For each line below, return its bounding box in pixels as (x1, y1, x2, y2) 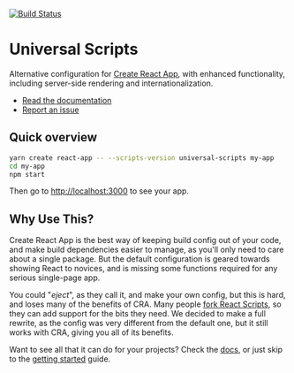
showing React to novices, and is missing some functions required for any (9, 263, 278, 274)
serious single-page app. (9, 272, 101, 283)
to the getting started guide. (9, 354, 111, 364)
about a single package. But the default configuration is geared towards (9, 254, 271, 264)
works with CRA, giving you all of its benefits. (9, 327, 174, 338)
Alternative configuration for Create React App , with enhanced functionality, (9, 68, 285, 79)
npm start (9, 170, 46, 179)
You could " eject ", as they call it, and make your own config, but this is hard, (9, 290, 286, 301)
